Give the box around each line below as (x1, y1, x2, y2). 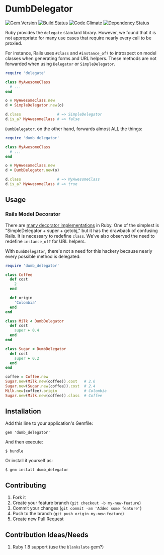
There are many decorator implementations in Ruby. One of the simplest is (5, 222, 159, 228)
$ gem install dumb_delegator (5, 467, 69, 472)
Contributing (5, 481, 46, 489)
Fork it (12, 494, 26, 501)
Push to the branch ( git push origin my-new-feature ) (12, 511, 124, 517)
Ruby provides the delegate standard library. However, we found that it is (5, 29, 156, 35)
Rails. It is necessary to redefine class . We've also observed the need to (5, 233, 155, 239)
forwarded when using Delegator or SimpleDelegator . (5, 61, 116, 67)
